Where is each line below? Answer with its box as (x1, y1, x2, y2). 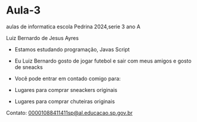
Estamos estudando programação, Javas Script (14, 45, 130, 53)
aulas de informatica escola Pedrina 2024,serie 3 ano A (6, 23, 141, 30)
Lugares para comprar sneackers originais (14, 86, 118, 93)
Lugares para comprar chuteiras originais (14, 98, 115, 105)
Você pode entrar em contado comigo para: (14, 75, 121, 82)
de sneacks (14, 63, 43, 71)
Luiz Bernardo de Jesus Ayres (6, 34, 79, 41)
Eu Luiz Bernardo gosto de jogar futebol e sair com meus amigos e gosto (14, 57, 192, 64)
